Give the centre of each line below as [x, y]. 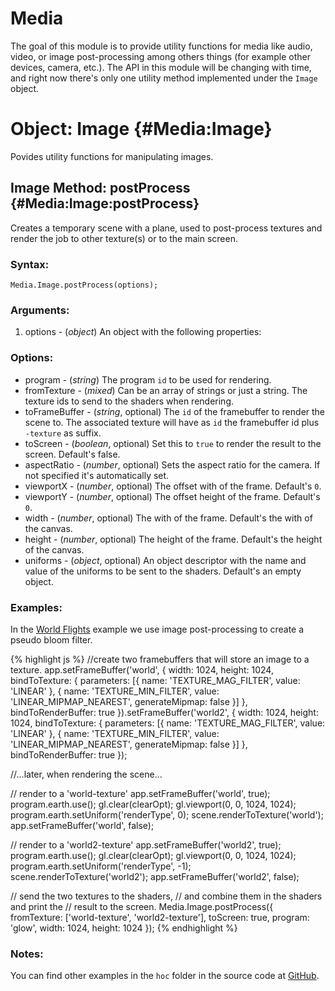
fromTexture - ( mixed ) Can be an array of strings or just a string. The [166, 390]
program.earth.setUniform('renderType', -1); [101, 866]
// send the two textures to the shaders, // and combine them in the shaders [166, 896]
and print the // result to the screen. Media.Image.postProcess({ [142, 906]
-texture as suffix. [63, 433]
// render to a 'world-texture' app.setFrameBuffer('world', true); [140, 793]
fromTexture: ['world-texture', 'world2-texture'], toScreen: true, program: [160, 917]
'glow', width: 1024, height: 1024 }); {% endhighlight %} [124, 928]
